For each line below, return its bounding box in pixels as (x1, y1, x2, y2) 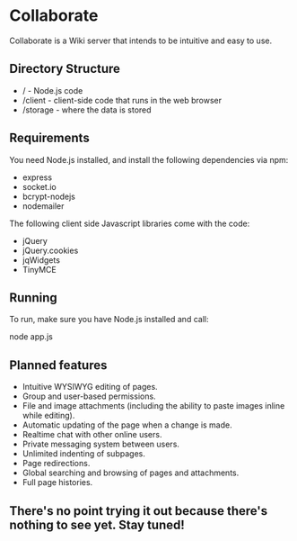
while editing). (22, 410, 75, 421)
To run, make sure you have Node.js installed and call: (9, 314, 209, 325)
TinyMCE (22, 264, 57, 275)
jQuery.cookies (22, 245, 79, 256)
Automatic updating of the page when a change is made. (22, 419, 232, 430)
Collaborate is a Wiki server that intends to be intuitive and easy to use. (9, 35, 272, 46)
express (22, 172, 52, 183)
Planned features (9, 357, 108, 373)
